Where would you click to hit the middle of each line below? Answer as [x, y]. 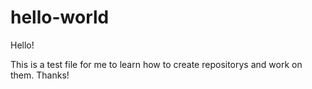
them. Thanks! [40, 75]
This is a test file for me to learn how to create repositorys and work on [156, 64]
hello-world [60, 17]
